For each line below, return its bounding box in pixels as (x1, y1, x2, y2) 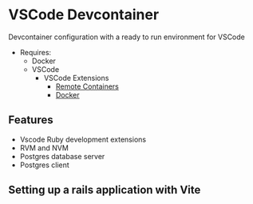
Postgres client (19, 160, 69, 170)
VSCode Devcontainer (8, 6, 160, 24)
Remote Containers (55, 82, 120, 91)
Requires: (19, 47, 52, 57)
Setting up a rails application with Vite (8, 183, 201, 197)
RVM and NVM (19, 142, 69, 153)
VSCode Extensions (43, 73, 109, 82)
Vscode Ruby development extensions (19, 134, 146, 144)
